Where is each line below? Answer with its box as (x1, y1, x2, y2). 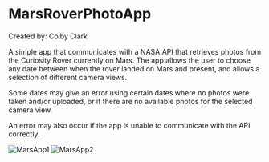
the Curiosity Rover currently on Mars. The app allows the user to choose (8, 55, 251, 65)
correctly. (8, 129, 40, 139)
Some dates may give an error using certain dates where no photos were (8, 87, 250, 97)
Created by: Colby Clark (8, 31, 88, 41)
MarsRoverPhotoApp (8, 5, 152, 23)
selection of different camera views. (8, 72, 128, 82)
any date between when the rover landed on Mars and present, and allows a (8, 63, 260, 73)
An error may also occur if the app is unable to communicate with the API (8, 120, 251, 130)
